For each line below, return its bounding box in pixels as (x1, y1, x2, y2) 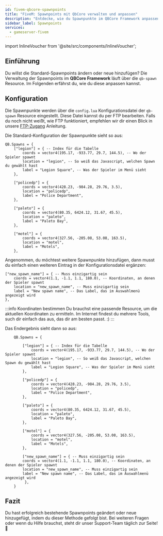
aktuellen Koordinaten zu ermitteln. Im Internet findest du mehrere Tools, (5, 311, 150, 316)
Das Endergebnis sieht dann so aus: (5, 325, 77, 331)
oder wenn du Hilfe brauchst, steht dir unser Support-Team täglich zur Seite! (5, 520, 158, 526)
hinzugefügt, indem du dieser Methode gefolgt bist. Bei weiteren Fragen (5, 515, 149, 521)
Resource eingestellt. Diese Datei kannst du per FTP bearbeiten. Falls (16, 112, 156, 118)
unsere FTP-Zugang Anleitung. (5, 123, 67, 129)
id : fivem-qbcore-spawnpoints (5, 7, 66, 12)
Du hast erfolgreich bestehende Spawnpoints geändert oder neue (5, 510, 137, 516)
